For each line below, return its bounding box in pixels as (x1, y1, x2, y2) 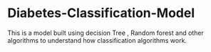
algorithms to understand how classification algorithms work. (7, 36, 187, 44)
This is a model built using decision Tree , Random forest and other (7, 28, 205, 37)
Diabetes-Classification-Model (7, 5, 195, 21)
